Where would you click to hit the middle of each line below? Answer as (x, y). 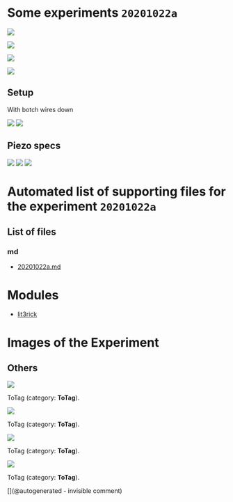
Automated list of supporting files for (116, 191)
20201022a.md (39, 267)
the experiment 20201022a (82, 206)
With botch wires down (40, 109)
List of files (32, 232)
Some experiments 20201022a (93, 13)
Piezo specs (34, 146)
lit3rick (27, 314)
